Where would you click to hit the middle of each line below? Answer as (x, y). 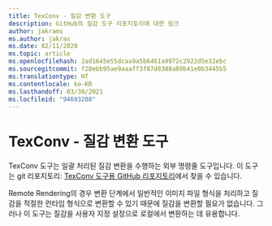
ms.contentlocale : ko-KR (50, 84)
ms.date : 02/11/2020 (43, 46)
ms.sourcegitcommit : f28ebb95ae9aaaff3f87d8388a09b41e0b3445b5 (118, 69)
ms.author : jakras (39, 39)
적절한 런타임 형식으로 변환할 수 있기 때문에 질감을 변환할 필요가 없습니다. (139, 203)
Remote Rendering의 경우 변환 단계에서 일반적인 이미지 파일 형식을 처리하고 (129, 193)
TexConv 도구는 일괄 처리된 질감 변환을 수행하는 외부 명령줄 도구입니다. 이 (126, 166)
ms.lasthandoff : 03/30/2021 (56, 91)
